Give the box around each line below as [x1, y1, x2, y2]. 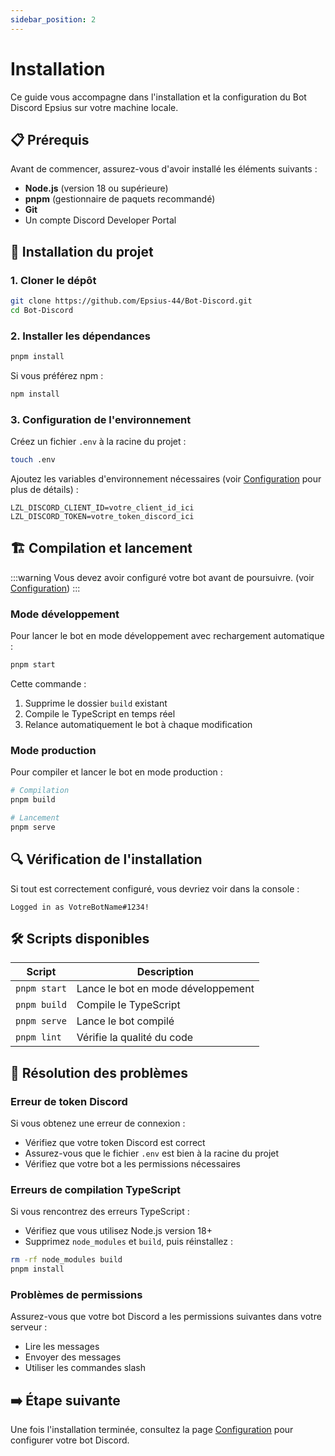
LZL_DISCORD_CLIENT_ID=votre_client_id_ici [10, 503, 195, 513]
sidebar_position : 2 [10, 14, 97, 25]
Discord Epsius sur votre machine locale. [10, 101, 179, 113]
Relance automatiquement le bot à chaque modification [24, 719, 253, 731]
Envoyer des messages [24, 1351, 122, 1363]
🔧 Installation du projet [10, 243, 154, 260]
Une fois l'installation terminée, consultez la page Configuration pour [10, 1424, 294, 1436]
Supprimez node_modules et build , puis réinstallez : [24, 1236, 233, 1248]
